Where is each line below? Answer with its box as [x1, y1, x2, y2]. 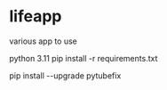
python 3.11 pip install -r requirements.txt [9, 53, 158, 63]
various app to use [9, 36, 78, 46]
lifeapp [9, 6, 62, 27]
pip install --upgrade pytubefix [9, 70, 122, 81]
